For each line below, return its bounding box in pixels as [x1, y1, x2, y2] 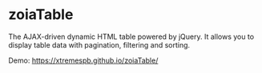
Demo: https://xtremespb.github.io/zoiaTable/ [8, 56, 159, 65]
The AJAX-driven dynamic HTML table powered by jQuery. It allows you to [8, 32, 255, 41]
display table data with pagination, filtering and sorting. [8, 40, 191, 49]
